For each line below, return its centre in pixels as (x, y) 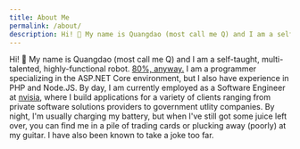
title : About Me (39, 17)
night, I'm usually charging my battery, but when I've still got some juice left (148, 116)
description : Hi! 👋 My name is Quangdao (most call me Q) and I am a (142, 34)
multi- (273, 60)
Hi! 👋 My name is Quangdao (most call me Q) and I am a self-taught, (135, 60)
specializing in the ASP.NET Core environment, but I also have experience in (149, 79)
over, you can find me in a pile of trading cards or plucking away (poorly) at (148, 126)
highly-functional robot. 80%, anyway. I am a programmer (150, 69)
